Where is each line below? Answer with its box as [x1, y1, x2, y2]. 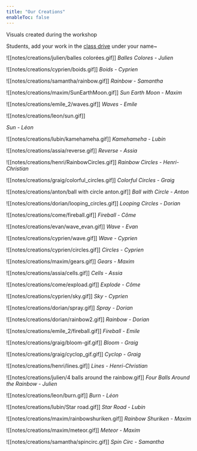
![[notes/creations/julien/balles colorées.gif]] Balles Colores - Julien [6, 54, 174, 61]
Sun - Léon [6, 123, 34, 131]
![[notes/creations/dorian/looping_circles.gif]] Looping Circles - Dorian [6, 199, 181, 207]
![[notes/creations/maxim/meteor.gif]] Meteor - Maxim [6, 426, 141, 434]
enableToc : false [6, 14, 50, 20]
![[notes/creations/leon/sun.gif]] [6, 112, 86, 119]
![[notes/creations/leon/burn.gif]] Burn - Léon [6, 392, 119, 399]
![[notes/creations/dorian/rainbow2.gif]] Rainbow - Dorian [6, 316, 150, 323]
